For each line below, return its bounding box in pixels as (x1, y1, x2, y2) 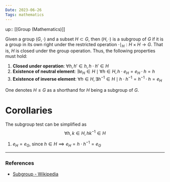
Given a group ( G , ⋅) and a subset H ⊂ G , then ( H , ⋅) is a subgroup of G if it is (5, 36, 163, 42)
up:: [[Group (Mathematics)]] (5, 26, 66, 32)
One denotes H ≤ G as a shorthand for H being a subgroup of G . (5, 87, 139, 93)
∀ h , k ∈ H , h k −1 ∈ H (64, 129, 106, 136)
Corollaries (5, 104, 53, 116)
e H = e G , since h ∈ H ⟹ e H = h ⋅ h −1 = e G (12, 140, 101, 148)
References (5, 159, 34, 166)
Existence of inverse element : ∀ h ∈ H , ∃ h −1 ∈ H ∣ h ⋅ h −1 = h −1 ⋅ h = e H (12, 75, 162, 83)
